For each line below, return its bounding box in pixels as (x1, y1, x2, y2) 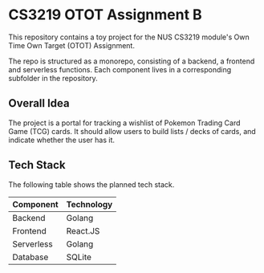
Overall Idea (8, 96, 70, 110)
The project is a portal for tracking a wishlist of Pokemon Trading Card (8, 118, 241, 128)
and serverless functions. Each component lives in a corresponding (8, 64, 232, 74)
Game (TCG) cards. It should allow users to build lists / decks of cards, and (8, 126, 257, 136)
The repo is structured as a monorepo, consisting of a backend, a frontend (8, 56, 255, 66)
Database (12, 251, 49, 263)
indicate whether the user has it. (8, 135, 115, 145)
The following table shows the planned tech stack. (8, 179, 175, 189)
